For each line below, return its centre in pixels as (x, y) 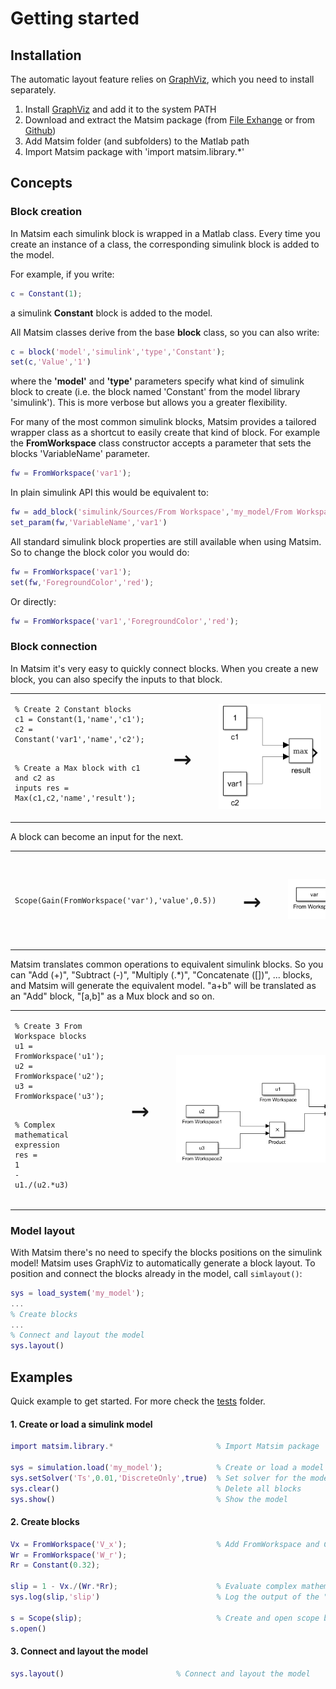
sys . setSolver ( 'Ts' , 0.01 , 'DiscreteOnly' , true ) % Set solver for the (158, 1478)
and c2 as (35, 778)
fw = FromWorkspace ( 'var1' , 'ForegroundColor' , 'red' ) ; (125, 621)
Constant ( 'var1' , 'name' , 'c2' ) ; (79, 739)
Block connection (54, 647)
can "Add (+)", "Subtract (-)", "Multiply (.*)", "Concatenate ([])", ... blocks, (161, 975)
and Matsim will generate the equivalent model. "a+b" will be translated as (163, 986)
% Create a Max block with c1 (77, 768)
